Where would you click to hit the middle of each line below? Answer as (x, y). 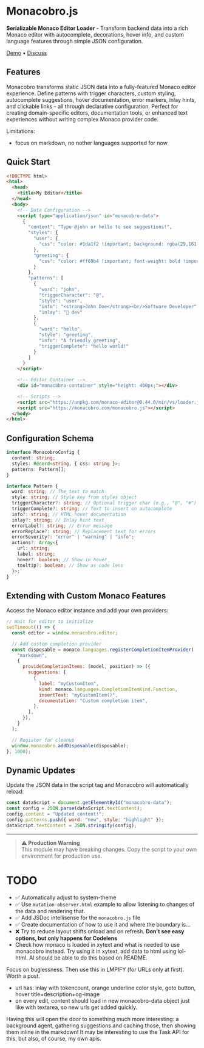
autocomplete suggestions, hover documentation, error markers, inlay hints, (101, 99)
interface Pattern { (32, 486)
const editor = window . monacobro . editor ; (65, 633)
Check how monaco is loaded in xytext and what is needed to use (97, 944)
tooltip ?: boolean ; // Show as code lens (70, 565)
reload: (15, 792)
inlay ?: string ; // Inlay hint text (58, 520)
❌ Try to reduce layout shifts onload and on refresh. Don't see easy (100, 931)
